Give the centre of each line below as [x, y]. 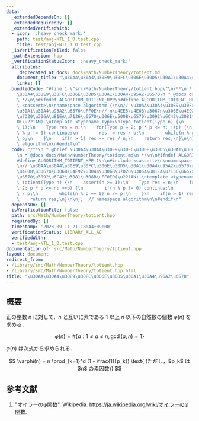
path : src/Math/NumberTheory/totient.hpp [63, 216]
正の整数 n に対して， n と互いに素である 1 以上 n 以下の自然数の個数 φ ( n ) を [99, 317]
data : [13, 12]
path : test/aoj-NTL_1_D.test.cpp [58, 39]
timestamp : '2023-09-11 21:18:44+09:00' [62, 227]
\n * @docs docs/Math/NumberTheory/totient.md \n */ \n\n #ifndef [97, 155]
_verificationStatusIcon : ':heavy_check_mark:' [71, 61]
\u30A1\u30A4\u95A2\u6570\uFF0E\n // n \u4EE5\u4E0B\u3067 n [90, 111]
